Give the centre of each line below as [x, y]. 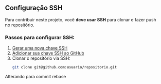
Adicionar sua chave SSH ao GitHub [48, 53]
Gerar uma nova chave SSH [40, 48]
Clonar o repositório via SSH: [41, 58]
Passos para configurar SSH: [40, 37]
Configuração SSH [34, 8]
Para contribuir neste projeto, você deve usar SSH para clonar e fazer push [81, 19]
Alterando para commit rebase [36, 76]
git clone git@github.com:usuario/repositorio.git [64, 67]
